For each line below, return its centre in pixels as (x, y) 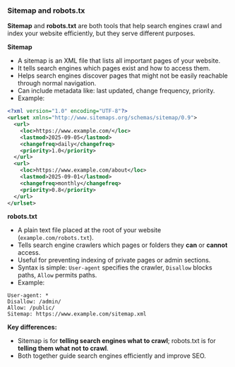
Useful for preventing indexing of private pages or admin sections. (114, 260)
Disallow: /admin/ (34, 302)
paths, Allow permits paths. (57, 275)
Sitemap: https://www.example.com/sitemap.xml (77, 314)
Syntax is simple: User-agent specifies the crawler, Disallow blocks (115, 267)
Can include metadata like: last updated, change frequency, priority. (116, 91)
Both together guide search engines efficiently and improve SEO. (112, 356)
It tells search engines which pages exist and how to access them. (114, 68)
